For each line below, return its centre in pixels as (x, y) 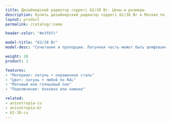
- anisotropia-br (24, 108)
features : (16, 70)
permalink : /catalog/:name (34, 24)
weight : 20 (17, 56)
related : (15, 99)
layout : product (22, 19)
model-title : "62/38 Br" (32, 43)
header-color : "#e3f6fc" (32, 34)
